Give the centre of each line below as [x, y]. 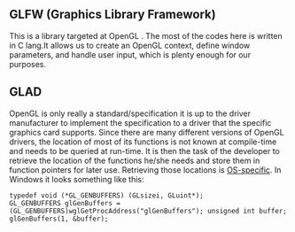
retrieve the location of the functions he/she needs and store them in [135, 160]
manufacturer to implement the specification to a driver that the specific [140, 122]
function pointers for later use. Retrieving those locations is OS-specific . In [145, 170]
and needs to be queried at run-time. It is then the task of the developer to [145, 151]
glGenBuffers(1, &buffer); [59, 219]
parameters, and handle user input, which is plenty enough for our [130, 54]
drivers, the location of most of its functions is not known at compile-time [143, 142]
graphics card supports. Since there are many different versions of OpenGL [147, 132]
